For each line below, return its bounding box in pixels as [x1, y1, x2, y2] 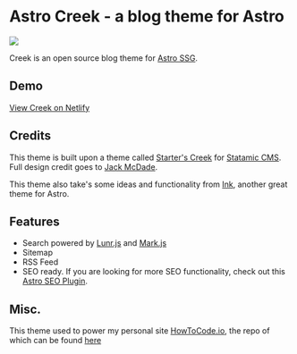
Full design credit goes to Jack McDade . [9, 161, 158, 172]
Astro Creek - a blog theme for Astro [9, 6, 284, 27]
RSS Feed [21, 257, 59, 267]
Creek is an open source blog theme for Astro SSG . [9, 52, 199, 63]
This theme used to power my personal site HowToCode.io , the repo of [9, 325, 270, 336]
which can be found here [9, 335, 102, 346]
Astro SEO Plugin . [21, 275, 88, 287]
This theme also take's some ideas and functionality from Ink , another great [9, 179, 288, 190]
